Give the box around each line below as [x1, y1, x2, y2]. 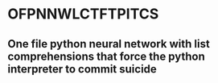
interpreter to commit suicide [7, 62, 158, 76]
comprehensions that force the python [7, 49, 206, 63]
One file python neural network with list [7, 37, 210, 51]
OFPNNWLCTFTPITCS [7, 5, 159, 23]
